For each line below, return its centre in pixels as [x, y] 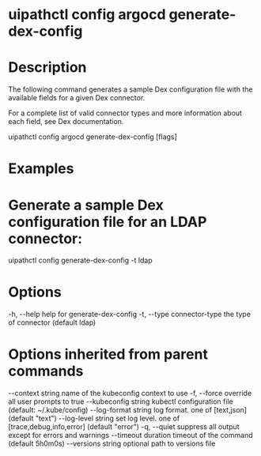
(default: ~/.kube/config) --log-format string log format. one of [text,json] [128, 410]
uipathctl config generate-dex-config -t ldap [80, 260]
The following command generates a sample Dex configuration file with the [130, 89]
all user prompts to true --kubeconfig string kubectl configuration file [121, 401]
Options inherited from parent [108, 354]
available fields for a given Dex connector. [77, 98]
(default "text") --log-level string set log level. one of [94, 418]
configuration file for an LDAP [108, 222]
